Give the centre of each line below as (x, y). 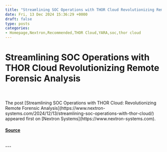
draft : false (19, 19)
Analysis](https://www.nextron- (73, 108)
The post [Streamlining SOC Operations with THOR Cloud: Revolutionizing (81, 103)
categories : (17, 28)
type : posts (17, 24)
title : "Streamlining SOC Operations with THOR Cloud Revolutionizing (80, 10)
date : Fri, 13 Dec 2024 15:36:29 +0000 (46, 14)
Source (13, 130)
